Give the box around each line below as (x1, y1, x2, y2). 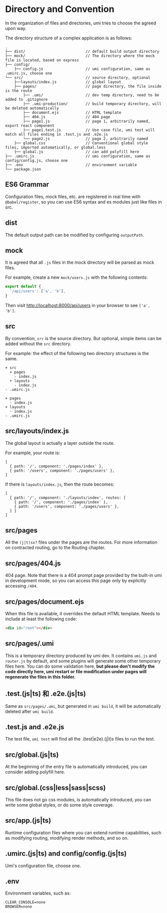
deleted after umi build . (5, 708, 54, 714)
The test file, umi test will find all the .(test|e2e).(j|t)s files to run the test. (5, 736, 156, 742)
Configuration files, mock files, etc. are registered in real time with (5, 193, 141, 199)
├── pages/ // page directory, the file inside (14, 84, 162, 89)
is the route (5, 88, 32, 93)
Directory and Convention (5, 3, 115, 15)
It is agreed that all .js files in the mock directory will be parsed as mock (5, 259, 155, 265)
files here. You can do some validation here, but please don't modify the (5, 663, 155, 669)
